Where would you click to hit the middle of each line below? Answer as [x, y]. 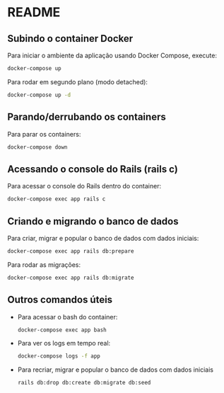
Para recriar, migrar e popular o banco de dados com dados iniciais [116, 370]
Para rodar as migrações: [44, 264]
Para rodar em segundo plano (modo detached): [78, 81]
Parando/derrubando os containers [87, 117]
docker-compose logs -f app [59, 356]
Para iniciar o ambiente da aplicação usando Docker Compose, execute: [112, 55]
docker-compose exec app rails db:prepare [71, 251]
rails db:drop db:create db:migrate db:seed [84, 383]
